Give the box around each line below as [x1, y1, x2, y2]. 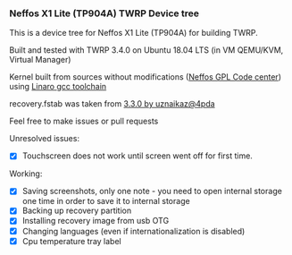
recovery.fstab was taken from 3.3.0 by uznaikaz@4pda [9, 98, 216, 109]
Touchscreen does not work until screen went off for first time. [21, 150, 253, 161]
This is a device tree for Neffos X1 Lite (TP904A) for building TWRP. [9, 28, 258, 38]
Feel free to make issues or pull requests [9, 115, 159, 127]
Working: [9, 168, 43, 179]
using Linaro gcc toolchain [9, 81, 107, 92]
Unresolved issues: [9, 133, 80, 144]
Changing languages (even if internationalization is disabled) [21, 225, 246, 236]
